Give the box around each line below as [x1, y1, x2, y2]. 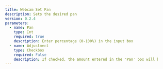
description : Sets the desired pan [5, 12, 77, 17]
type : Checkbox [14, 48, 45, 52]
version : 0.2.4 [5, 16, 36, 21]
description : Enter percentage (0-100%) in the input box [14, 39, 133, 44]
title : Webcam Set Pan [5, 7, 51, 12]
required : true [14, 34, 45, 39]
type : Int [14, 30, 34, 34]
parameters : [5, 20, 29, 26]
